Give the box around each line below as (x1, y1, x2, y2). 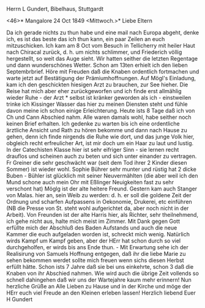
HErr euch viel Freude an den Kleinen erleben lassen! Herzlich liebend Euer (6, 289, 196, 296)
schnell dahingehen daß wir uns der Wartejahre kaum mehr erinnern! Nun (6, 276, 192, 284)
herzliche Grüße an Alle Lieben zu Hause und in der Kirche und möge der (6, 283, 191, 290)
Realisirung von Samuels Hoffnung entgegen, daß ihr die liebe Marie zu (6, 250, 186, 257)
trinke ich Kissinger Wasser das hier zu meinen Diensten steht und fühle (6, 100, 188, 108)
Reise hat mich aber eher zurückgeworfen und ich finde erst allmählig (6, 88, 182, 94)
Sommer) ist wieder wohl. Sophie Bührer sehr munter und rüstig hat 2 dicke (6, 165, 197, 173)
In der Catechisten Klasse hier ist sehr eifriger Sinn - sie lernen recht (6, 146, 179, 153)
